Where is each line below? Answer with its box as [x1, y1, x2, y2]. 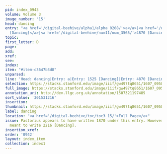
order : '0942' [5, 132, 35, 137]
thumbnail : [5, 104, 28, 109]
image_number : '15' [5, 16, 46, 21]
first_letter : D [5, 40, 39, 45]
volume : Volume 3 [5, 12, 41, 17]
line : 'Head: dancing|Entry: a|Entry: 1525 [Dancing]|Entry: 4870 [5, 77, 146, 81]
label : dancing [5, 109, 37, 114]
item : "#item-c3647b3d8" [5, 68, 57, 73]
